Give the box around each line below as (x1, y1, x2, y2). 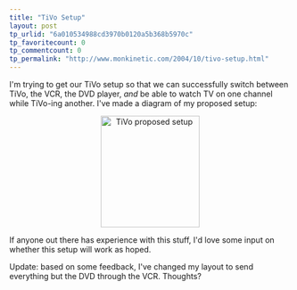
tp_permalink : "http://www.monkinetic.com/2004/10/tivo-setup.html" (9, 54, 269, 63)
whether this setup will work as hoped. (9, 244, 152, 254)
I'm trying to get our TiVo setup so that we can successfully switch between (9, 79, 289, 89)
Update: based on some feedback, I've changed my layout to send (9, 261, 254, 272)
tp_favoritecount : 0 (9, 37, 87, 47)
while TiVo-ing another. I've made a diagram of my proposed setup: (9, 98, 258, 108)
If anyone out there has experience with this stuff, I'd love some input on (9, 235, 275, 245)
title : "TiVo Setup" (9, 12, 87, 22)
